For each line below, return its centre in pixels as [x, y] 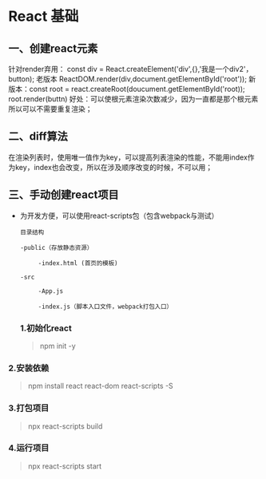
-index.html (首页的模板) [78, 263]
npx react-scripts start [65, 466]
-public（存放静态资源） [56, 247]
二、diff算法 [38, 137]
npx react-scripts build [65, 426]
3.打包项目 [29, 408]
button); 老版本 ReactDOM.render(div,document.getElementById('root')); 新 [132, 79]
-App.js [51, 291]
